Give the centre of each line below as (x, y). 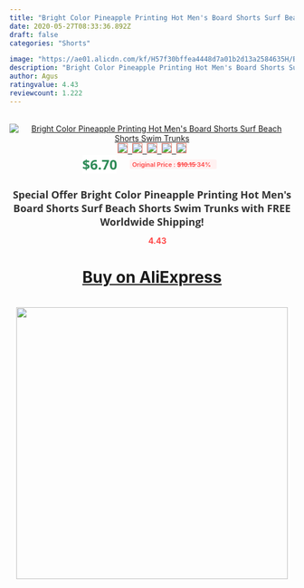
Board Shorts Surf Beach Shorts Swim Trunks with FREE (152, 208)
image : (22, 60)
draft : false (34, 34)
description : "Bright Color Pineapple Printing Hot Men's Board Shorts (147, 68)
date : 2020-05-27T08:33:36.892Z (70, 26)
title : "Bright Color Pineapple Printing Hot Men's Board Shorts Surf (145, 18)
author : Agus (34, 77)
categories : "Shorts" (50, 43)
